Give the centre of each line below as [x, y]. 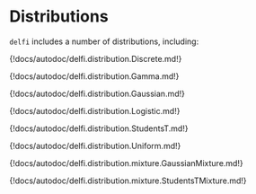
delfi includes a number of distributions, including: [104, 41]
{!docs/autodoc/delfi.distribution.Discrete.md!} [96, 58]
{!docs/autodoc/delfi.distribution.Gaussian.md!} [97, 93]
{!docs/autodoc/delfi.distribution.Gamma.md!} [94, 76]
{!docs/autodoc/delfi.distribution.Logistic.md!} [95, 110]
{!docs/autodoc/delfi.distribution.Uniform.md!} [95, 145]
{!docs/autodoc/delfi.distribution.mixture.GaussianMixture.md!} [127, 163]
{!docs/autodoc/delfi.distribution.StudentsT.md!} [99, 128]
